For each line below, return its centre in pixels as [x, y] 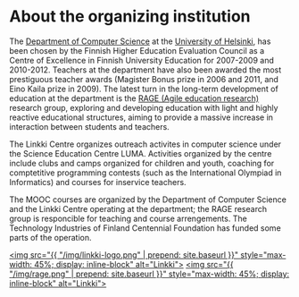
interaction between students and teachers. [89, 126]
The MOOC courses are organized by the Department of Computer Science [148, 199]
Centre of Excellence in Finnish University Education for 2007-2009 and [142, 60]
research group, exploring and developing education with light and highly [144, 107]
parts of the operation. [50, 237]
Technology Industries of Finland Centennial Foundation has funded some [145, 228]
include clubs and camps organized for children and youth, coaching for [142, 163]
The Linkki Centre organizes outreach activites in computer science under [145, 144]
